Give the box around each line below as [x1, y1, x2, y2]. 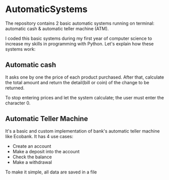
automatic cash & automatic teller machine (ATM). [5, 25, 109, 31]
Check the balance [12, 154, 52, 160]
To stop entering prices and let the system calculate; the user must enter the [5, 94, 164, 100]
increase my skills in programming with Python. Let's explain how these [5, 40, 154, 46]
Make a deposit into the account [12, 148, 80, 154]
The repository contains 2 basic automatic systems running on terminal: [5, 20, 155, 26]
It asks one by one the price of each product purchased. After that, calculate [5, 74, 164, 80]
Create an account [12, 143, 51, 149]
